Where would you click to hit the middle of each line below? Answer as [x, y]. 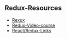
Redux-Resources [33, 8]
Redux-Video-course [33, 25]
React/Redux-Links [31, 30]
